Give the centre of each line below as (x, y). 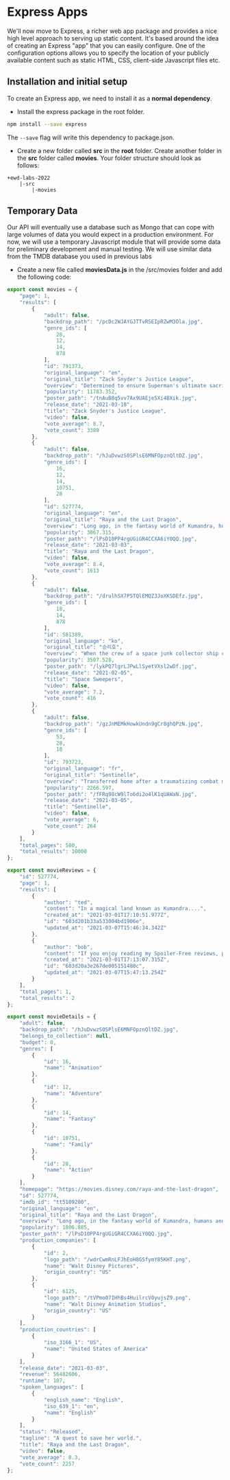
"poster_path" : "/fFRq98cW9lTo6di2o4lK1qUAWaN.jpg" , (120, 794)
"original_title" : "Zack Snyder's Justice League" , (119, 379)
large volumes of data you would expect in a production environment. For (111, 235)
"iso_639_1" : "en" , (71, 1406)
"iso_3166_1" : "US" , (73, 1343)
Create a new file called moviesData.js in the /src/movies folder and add (119, 270)
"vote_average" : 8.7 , (75, 424)
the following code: (44, 277)
